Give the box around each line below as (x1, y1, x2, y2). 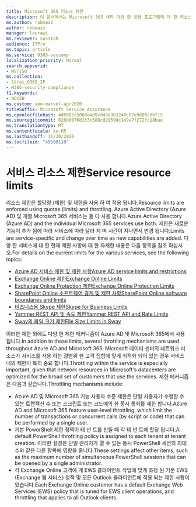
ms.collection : (6, 74, 43, 80)
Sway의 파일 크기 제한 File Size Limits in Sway (14, 318, 121, 325)
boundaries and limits (14, 296, 66, 303)
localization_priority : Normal (6, 57, 82, 63)
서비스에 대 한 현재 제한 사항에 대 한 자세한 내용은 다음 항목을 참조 (18, 242, 167, 249)
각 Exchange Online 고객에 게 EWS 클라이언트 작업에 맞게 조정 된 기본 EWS (14, 466, 188, 474)
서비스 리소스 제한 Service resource (6, 166, 171, 179)
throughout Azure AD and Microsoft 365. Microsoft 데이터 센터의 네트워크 (6, 344, 180, 351)
